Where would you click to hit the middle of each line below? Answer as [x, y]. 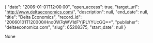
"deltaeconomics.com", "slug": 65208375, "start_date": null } [65, 27]
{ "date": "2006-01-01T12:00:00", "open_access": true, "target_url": [72, 7]
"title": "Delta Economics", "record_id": [43, 17]
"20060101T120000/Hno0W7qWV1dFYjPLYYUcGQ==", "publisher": [72, 22]
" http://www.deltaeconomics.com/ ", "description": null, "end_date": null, [76, 12]
